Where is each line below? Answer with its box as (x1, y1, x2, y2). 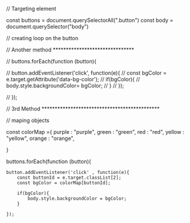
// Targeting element (6, 5, 57, 12)
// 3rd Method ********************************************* (6, 105, 160, 112)
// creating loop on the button (6, 35, 79, 41)
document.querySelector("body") (6, 23, 89, 30)
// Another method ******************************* (6, 46, 134, 53)
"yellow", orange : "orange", (6, 135, 75, 142)
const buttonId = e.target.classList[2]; (17, 175, 121, 181)
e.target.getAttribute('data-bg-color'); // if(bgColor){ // (6, 76, 140, 83)
